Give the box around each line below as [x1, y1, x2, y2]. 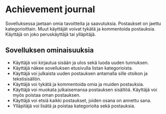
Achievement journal [5, 4, 95, 15]
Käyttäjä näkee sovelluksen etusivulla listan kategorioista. [12, 65, 133, 71]
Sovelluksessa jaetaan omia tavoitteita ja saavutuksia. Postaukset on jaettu [5, 20, 161, 26]
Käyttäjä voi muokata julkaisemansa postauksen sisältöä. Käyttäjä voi [12, 87, 157, 93]
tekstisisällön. [12, 75, 42, 82]
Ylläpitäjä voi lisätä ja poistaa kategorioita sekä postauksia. [12, 103, 136, 109]
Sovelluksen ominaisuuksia [5, 46, 94, 54]
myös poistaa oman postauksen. [12, 92, 81, 98]
